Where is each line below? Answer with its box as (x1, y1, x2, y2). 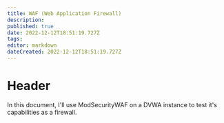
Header (7, 78, 50, 93)
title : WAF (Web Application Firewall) (7, 10, 122, 17)
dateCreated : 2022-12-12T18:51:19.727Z (7, 49, 122, 56)
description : (7, 16, 45, 23)
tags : (7, 36, 23, 43)
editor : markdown (7, 42, 57, 49)
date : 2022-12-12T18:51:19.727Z (7, 29, 100, 36)
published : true (7, 23, 54, 30)
